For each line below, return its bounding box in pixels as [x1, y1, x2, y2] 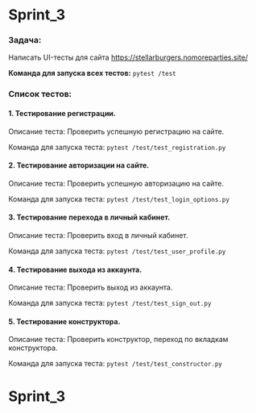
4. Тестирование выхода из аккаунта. [8, 265, 142, 274]
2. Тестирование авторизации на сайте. [8, 161, 150, 170]
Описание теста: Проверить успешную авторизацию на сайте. [8, 178, 224, 188]
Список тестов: [8, 89, 72, 100]
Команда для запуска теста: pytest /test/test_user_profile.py [8, 246, 226, 256]
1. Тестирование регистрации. [8, 109, 117, 118]
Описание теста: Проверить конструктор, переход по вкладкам [8, 335, 229, 344]
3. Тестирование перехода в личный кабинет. [8, 212, 171, 223]
